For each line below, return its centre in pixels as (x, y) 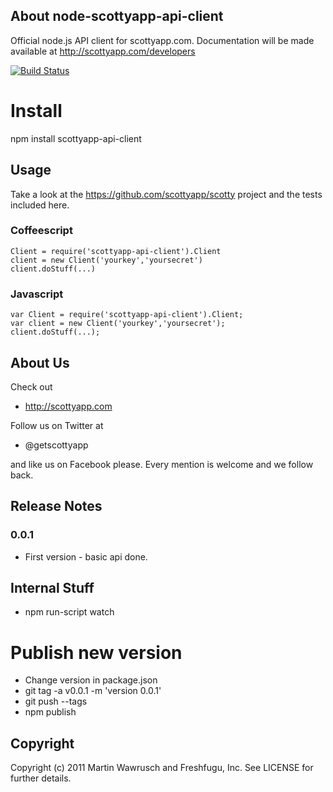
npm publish (50, 712)
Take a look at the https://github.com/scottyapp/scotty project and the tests (166, 194)
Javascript (37, 294)
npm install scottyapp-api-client (76, 138)
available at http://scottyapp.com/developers (103, 51)
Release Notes (56, 506)
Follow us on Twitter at (57, 425)
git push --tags (56, 701)
